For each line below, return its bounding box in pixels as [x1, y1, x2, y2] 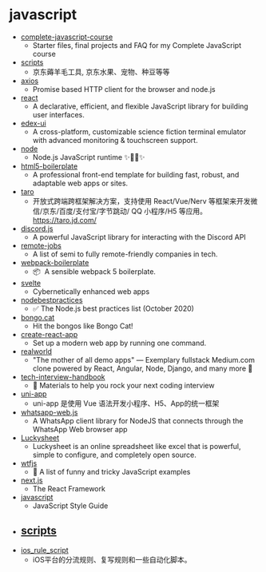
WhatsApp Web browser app [32, 424, 128, 434]
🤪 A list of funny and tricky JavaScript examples [32, 467, 191, 476]
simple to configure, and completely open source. [32, 450, 197, 459]
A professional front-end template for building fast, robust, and [32, 169, 240, 179]
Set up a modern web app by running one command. [32, 338, 207, 348]
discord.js [20, 224, 54, 233]
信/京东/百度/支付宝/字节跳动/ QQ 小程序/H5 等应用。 [32, 206, 207, 216]
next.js [20, 475, 43, 485]
